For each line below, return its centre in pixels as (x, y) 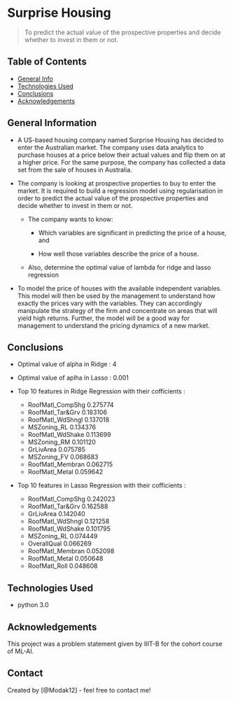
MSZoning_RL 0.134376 (62, 427)
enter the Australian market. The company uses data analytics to (111, 147)
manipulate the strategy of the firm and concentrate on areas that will (117, 310)
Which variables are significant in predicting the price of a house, (132, 232)
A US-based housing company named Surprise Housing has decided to (120, 140)
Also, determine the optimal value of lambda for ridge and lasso (119, 267)
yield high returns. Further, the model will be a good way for (104, 318)
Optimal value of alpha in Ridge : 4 (67, 364)
